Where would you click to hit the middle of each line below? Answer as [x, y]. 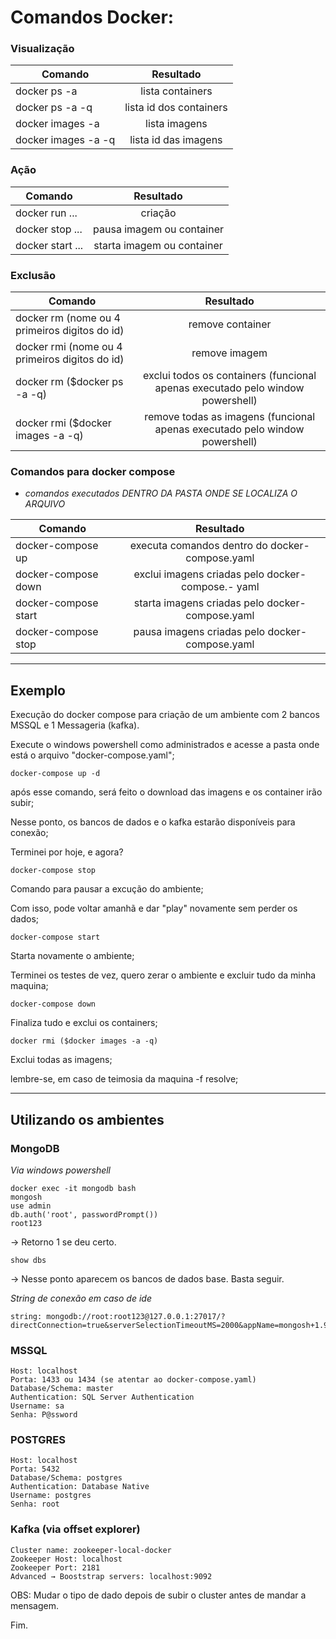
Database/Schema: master [62, 1389]
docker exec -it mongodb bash [73, 1188]
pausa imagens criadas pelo [199, 632]
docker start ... [49, 245]
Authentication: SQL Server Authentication [102, 1397]
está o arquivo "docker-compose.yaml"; [92, 755]
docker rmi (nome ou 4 [69, 347]
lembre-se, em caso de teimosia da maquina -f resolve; [124, 1079]
